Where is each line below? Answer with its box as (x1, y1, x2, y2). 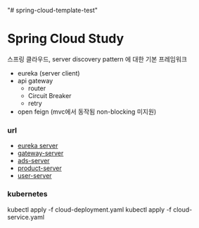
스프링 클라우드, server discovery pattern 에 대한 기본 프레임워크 (7, 54, 188, 63)
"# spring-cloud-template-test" (7, 6, 98, 14)
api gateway (17, 76, 53, 85)
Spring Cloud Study (7, 31, 124, 47)
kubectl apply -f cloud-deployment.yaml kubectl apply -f (7, 205, 172, 214)
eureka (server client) (17, 68, 80, 77)
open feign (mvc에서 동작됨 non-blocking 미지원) (17, 107, 157, 116)
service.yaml (7, 212, 44, 221)
